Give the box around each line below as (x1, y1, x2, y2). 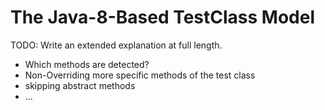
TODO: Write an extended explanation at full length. (10, 39, 223, 51)
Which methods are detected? (24, 58, 150, 70)
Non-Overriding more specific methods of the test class (24, 69, 256, 81)
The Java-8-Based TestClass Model (10, 6, 316, 29)
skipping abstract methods (24, 79, 136, 91)
